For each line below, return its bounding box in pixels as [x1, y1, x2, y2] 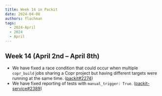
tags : [5, 20, 16, 26]
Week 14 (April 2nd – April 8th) [5, 52, 100, 61]
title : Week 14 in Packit [5, 7, 58, 12]
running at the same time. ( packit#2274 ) [12, 75, 93, 81]
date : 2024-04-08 [5, 12, 40, 16]
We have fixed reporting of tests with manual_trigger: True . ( [12, 80, 136, 86]
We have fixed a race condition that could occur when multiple [12, 65, 138, 71]
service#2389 [12, 85, 40, 91]
